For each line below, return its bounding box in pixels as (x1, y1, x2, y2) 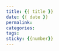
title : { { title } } (6, 8, 54, 15)
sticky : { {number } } (6, 36, 54, 42)
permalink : (6, 19, 33, 25)
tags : (6, 30, 19, 36)
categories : (6, 25, 35, 31)
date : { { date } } (6, 14, 48, 20)
